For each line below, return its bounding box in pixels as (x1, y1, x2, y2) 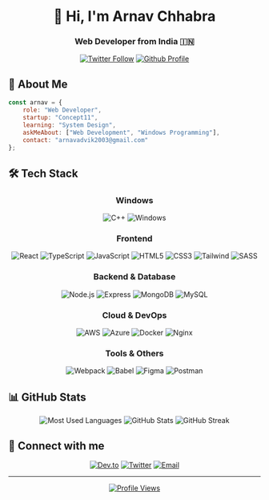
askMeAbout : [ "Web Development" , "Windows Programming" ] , (22, 128, 220, 136)
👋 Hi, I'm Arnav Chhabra (53, 7, 216, 26)
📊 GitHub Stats (8, 390, 86, 404)
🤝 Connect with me (8, 439, 105, 453)
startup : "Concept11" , (22, 114, 98, 122)
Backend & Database (93, 271, 176, 283)
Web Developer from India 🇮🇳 (74, 36, 195, 47)
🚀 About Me (8, 77, 68, 91)
